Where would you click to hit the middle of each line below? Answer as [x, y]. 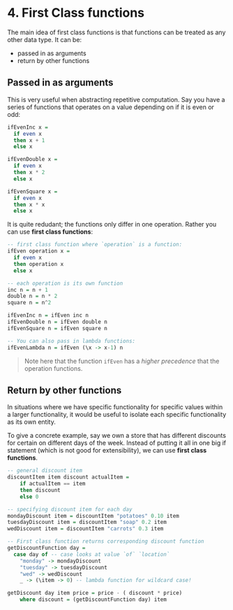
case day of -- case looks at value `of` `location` [92, 554]
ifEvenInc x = [28, 127]
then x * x [29, 204]
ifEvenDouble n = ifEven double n [58, 322]
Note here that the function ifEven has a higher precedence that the [122, 361]
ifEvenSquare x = [32, 191]
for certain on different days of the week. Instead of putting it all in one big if [117, 443]
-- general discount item [45, 471]
